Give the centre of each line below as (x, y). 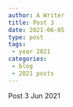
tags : (17, 45)
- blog (22, 66)
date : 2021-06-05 (36, 30)
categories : (27, 59)
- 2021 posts (33, 73)
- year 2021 (31, 52)
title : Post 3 (31, 23)
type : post (26, 37)
